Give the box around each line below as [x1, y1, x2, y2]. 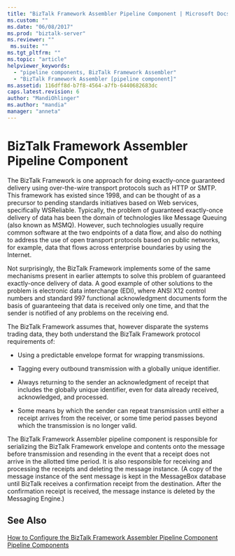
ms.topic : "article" [7, 56, 68, 63]
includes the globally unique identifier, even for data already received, [17, 385, 219, 394]
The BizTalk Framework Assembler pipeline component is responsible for [7, 435, 218, 443]
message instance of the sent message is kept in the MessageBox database [7, 472, 227, 480]
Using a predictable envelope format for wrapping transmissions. [17, 351, 205, 359]
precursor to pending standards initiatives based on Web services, [7, 198, 199, 207]
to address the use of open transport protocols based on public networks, [7, 235, 220, 244]
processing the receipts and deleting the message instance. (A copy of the [7, 464, 222, 473]
